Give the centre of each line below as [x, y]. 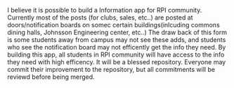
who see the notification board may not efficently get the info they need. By [117, 47]
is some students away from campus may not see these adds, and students [117, 40]
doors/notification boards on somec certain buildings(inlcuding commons [113, 25]
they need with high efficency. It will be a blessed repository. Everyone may [117, 62]
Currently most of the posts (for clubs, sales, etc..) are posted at [100, 17]
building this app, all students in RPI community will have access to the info [116, 54]
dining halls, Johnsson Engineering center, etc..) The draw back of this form [117, 32]
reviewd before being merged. [51, 77]
